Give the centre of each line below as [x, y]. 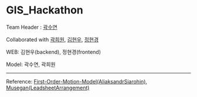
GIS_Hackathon [45, 10]
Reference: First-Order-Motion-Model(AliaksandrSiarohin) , [77, 81]
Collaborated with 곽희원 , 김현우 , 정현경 [52, 39]
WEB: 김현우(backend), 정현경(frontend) [54, 52]
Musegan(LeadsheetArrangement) [48, 88]
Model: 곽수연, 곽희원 [31, 64]
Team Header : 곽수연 [32, 27]
